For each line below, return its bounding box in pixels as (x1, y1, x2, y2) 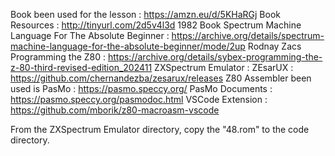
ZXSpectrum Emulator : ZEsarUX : (154, 62, 294, 73)
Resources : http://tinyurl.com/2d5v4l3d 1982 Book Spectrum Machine (10, 19, 302, 31)
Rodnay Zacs (247, 40, 302, 52)
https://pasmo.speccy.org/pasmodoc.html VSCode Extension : (10, 94, 268, 105)
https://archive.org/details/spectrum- (171, 30, 325, 41)
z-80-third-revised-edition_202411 (10, 62, 153, 73)
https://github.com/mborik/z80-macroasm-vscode (10, 104, 220, 116)
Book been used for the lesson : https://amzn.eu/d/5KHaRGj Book (10, 9, 281, 20)
